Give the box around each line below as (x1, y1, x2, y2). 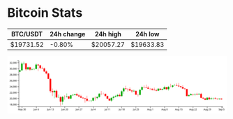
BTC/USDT (11, 30, 43, 38)
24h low (135, 30, 160, 38)
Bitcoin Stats (7, 5, 83, 21)
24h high (94, 30, 122, 38)
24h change (50, 30, 86, 38)
